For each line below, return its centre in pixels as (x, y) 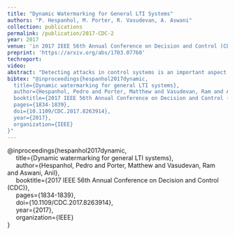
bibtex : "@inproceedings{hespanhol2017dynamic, (78, 79)
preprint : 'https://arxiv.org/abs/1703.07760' (76, 53)
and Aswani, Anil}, (34, 173)
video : (17, 66)
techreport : (24, 59)
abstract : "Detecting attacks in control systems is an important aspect (117, 72)
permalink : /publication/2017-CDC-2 (60, 33)
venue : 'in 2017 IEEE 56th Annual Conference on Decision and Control (112, 46)
